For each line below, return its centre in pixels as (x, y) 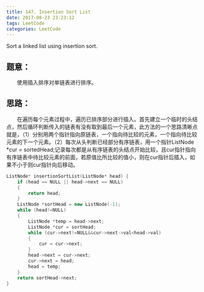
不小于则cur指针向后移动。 (45, 165)
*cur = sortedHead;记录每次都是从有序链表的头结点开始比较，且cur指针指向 (101, 149)
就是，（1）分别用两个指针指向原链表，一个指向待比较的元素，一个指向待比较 (102, 134)
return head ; (45, 193)
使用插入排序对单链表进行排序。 (57, 83)
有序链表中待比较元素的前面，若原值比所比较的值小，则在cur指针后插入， (98, 157)
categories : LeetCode (34, 29)
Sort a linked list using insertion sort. (52, 46)
